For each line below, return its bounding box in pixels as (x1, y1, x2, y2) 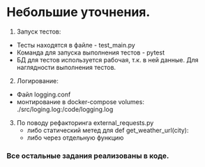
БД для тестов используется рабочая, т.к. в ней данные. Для (16, 55, 199, 64)
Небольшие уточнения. (6, 4, 151, 20)
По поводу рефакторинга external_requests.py (16, 118, 154, 126)
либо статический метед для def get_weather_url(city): (26, 126, 189, 134)
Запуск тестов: (16, 27, 61, 36)
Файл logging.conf (16, 90, 71, 99)
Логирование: (16, 76, 59, 85)
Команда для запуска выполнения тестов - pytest (16, 48, 165, 57)
